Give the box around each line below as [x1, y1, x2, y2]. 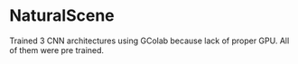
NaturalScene [9, 5, 115, 26]
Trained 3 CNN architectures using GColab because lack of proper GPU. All [9, 35, 290, 46]
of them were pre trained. [9, 44, 105, 55]
